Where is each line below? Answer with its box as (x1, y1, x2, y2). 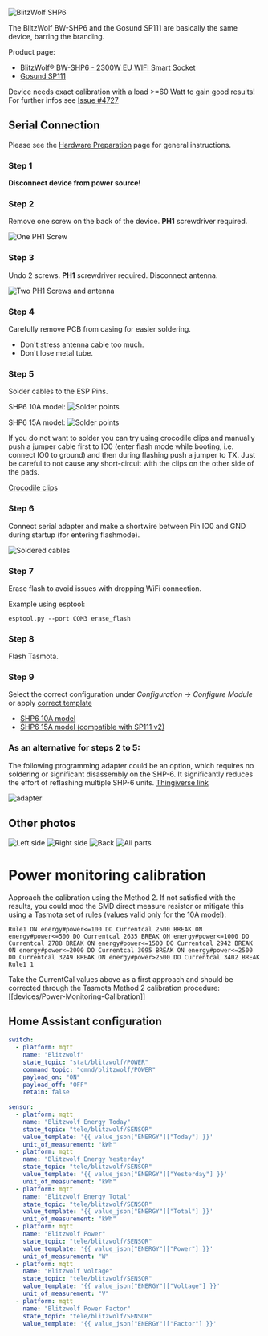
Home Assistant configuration (8, 1014, 163, 1028)
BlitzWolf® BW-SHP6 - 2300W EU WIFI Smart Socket (19, 63, 196, 72)
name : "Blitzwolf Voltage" (22, 1267, 113, 1276)
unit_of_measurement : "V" (22, 1289, 110, 1298)
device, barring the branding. (8, 32, 105, 41)
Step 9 (8, 671, 35, 682)
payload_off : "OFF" (22, 1081, 88, 1089)
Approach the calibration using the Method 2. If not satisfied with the (8, 892, 236, 902)
